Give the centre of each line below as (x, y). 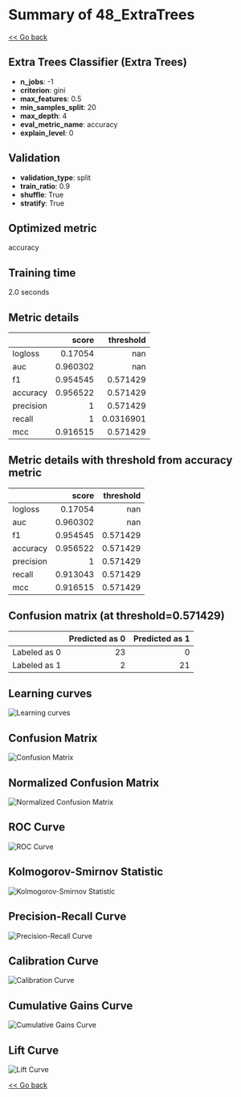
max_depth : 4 (43, 116)
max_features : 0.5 (51, 99)
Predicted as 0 (97, 638)
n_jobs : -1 (37, 81)
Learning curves (50, 693)
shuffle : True (42, 194)
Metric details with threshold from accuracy (120, 461)
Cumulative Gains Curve (71, 1005)
